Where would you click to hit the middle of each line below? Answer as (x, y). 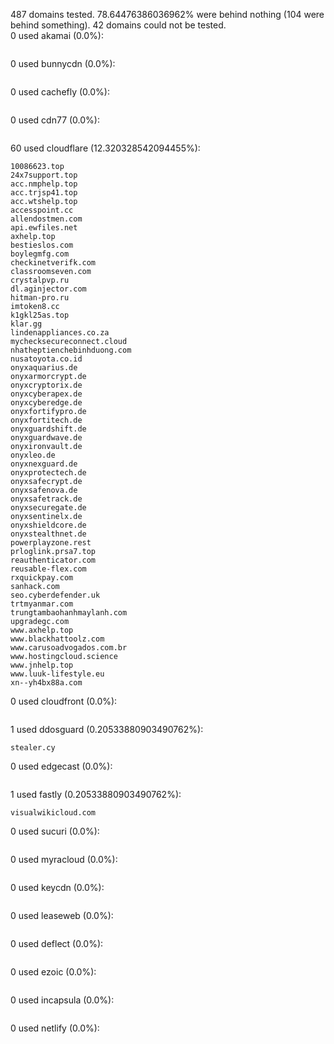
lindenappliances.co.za (60, 333)
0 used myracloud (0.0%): (64, 859)
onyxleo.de (33, 455)
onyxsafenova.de (44, 490)
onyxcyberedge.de (46, 403)
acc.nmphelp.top (44, 184)
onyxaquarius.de (44, 368)
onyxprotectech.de (48, 473)
